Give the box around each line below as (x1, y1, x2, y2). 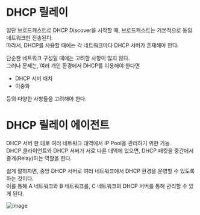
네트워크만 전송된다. (6, 34, 53, 41)
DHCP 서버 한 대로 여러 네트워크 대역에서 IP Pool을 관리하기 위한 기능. (6, 139, 172, 146)
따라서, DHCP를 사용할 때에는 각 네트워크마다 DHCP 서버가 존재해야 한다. (6, 42, 179, 49)
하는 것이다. (6, 175, 34, 182)
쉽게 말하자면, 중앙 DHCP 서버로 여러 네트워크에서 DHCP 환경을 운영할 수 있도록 (6, 167, 195, 175)
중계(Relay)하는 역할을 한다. (6, 154, 72, 161)
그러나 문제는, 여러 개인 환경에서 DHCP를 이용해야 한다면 (6, 61, 140, 69)
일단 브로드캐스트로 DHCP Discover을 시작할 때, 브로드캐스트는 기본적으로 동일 (6, 26, 193, 34)
